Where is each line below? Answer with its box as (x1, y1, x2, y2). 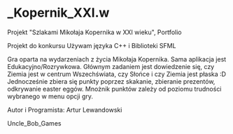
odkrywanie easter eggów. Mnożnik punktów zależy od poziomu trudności (7, 84, 222, 93)
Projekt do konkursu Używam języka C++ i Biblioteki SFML (7, 41, 176, 50)
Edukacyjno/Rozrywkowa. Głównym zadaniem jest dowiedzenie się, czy (7, 62, 215, 70)
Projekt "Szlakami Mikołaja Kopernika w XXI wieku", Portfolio (7, 28, 182, 36)
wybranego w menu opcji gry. (7, 92, 93, 100)
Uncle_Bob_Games (7, 119, 62, 127)
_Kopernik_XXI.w (7, 5, 110, 21)
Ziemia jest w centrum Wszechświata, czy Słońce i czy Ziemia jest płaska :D (7, 70, 226, 78)
